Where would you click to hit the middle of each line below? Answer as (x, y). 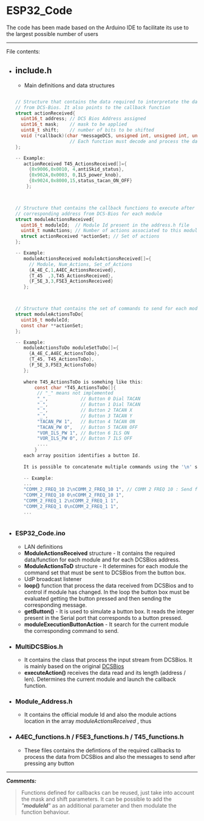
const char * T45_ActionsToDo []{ (75, 387)
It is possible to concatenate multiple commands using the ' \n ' (108, 467)
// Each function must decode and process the (129, 141)
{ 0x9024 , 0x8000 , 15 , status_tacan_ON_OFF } (80, 181)
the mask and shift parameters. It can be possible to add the (96, 799)
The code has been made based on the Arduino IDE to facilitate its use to (98, 27)
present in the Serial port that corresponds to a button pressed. (103, 618)
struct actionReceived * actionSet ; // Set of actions (90, 236)
